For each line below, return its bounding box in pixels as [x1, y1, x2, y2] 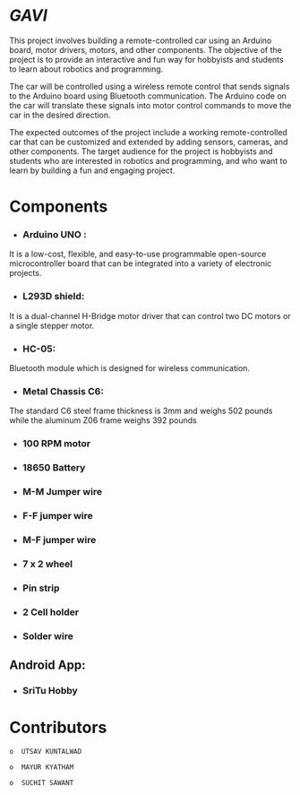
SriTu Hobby [21, 684, 78, 696]
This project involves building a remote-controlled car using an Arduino [9, 35, 272, 46]
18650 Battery [21, 462, 86, 474]
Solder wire [21, 629, 73, 642]
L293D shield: [21, 290, 85, 303]
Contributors [9, 718, 107, 738]
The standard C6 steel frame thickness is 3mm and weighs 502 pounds [9, 405, 273, 417]
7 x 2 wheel [21, 557, 73, 570]
